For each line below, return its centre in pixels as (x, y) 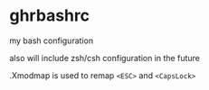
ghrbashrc (50, 16)
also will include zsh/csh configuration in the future (105, 58)
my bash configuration (51, 40)
